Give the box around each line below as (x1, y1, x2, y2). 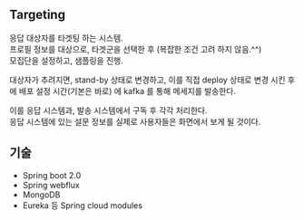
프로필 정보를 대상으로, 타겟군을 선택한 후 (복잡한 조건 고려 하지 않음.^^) (9, 43, 262, 54)
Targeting (9, 7, 66, 23)
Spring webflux (22, 179, 80, 190)
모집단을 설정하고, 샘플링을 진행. (9, 54, 124, 66)
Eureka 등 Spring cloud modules (22, 199, 143, 211)
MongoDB (22, 189, 61, 200)
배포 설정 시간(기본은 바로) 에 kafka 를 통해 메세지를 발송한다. (18, 85, 237, 96)
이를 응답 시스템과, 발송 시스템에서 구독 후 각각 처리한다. (9, 104, 208, 116)
